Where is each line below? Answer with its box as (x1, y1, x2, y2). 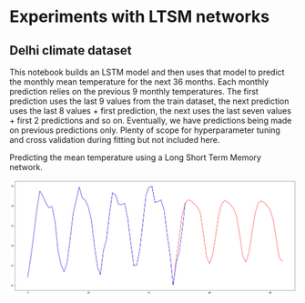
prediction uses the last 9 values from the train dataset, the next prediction (9, 96, 290, 106)
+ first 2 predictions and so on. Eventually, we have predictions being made (9, 116, 292, 126)
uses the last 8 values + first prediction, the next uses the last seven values (9, 106, 291, 116)
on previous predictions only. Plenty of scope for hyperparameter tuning (9, 125, 280, 136)
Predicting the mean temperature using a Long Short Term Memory (9, 152, 262, 163)
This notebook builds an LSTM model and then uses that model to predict (9, 66, 285, 77)
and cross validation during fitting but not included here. (9, 135, 220, 145)
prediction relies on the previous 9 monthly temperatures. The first (9, 86, 259, 96)
